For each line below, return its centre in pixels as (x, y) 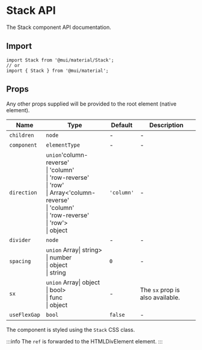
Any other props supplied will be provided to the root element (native (91, 104)
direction (23, 192)
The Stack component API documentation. (59, 27)
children (22, 135)
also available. (160, 297)
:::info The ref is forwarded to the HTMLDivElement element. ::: (84, 341)
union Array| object (73, 282)
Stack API (31, 11)
